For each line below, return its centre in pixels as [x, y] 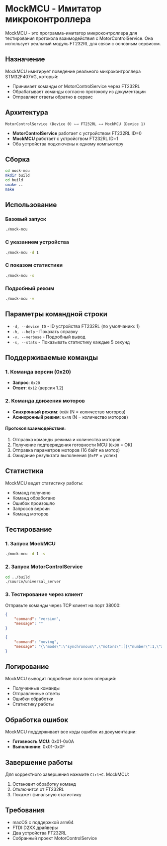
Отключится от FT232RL [38, 789]
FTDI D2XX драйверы [35, 828]
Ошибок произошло [34, 503]
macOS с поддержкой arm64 [43, 822]
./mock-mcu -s [20, 275]
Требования [25, 810]
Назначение [25, 60]
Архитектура [27, 113]
